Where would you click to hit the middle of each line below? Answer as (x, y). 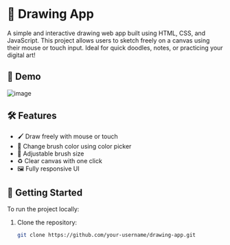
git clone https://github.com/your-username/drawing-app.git (106, 235)
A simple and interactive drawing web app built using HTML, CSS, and (106, 33)
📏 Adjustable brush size (50, 153)
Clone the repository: (47, 222)
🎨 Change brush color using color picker (74, 146)
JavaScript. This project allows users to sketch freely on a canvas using (108, 40)
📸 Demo (24, 77)
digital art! (21, 55)
